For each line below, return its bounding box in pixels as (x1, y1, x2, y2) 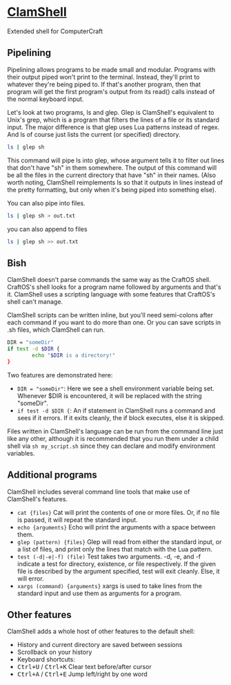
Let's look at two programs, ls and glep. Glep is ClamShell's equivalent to (7, 108, 215, 116)
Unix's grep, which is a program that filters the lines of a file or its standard (7, 115, 219, 124)
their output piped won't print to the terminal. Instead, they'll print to (7, 73, 200, 81)
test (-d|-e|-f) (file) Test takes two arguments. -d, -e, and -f (17, 552, 201, 561)
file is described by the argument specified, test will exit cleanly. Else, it (17, 567, 220, 575)
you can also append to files (7, 225, 88, 233)
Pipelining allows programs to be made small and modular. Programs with (7, 65, 216, 73)
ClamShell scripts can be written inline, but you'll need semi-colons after (7, 311, 214, 319)
